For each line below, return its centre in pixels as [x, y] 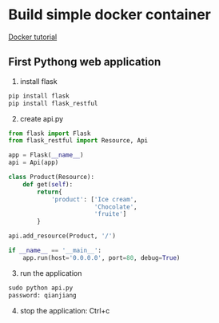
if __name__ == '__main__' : [55, 250]
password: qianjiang [43, 295]
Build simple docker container [110, 15]
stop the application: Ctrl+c [65, 310]
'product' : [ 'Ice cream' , [94, 199]
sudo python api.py [41, 288]
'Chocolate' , [115, 207]
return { [50, 192]
